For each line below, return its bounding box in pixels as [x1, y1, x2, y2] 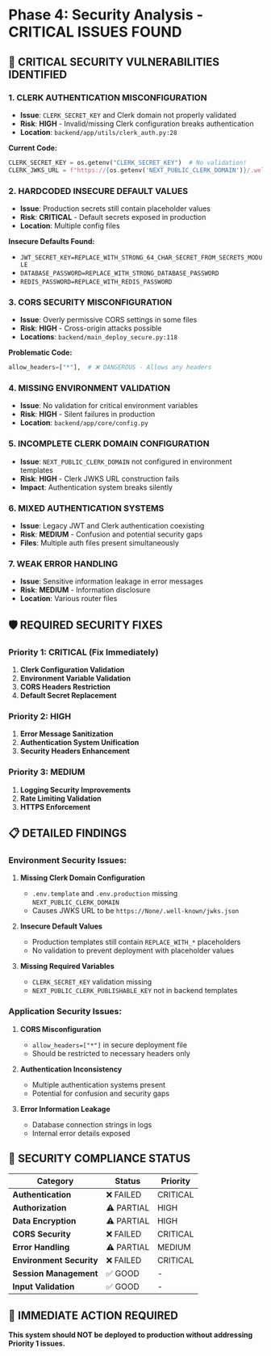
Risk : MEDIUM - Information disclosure [19, 585, 151, 595]
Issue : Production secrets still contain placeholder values [19, 204, 211, 213]
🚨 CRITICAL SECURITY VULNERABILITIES [8, 55, 220, 69]
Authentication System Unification [19, 738, 140, 747]
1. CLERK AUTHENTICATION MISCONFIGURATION [8, 91, 207, 103]
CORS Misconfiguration [19, 1024, 102, 1034]
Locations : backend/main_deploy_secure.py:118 [19, 332, 178, 342]
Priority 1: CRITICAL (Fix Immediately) [8, 646, 159, 658]
